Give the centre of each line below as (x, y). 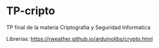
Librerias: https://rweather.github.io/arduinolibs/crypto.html (79, 39)
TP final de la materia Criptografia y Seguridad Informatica (78, 27)
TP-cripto (31, 11)
